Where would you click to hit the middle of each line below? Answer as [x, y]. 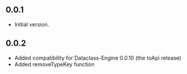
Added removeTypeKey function [54, 64]
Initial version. [32, 24]
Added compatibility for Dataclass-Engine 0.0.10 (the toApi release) [98, 58]
